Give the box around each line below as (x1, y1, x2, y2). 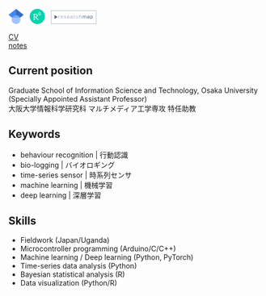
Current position (8, 64, 93, 77)
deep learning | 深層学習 (19, 190, 102, 200)
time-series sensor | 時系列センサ (19, 170, 132, 180)
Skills (8, 215, 36, 228)
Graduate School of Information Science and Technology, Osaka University (8, 85, 259, 95)
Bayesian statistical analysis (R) (19, 269, 125, 279)
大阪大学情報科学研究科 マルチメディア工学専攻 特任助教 (8, 103, 196, 113)
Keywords (8, 127, 61, 141)
